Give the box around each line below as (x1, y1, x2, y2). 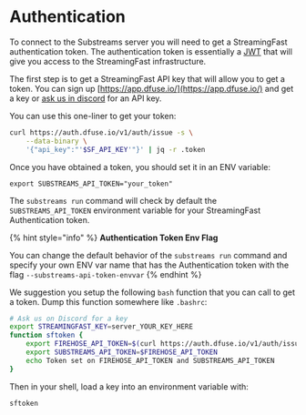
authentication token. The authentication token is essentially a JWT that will (9, 46, 293, 56)
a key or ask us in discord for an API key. (9, 93, 162, 104)
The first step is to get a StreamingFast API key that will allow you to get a (9, 73, 285, 84)
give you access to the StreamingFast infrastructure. (9, 56, 207, 66)
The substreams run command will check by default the (9, 195, 217, 206)
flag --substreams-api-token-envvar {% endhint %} (9, 268, 202, 279)
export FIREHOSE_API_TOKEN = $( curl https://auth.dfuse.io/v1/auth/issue (25, 339, 303, 349)
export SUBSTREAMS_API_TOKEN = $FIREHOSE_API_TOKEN (25, 348, 219, 357)
